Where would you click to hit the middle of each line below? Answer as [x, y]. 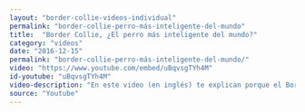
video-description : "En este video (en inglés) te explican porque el [146, 85]
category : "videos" [46, 43]
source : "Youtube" [44, 93]
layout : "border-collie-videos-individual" [93, 18]
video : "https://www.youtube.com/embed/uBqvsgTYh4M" [111, 69]
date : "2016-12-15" [46, 51]
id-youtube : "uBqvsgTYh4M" [60, 77]
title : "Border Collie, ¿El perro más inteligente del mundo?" [133, 34]
